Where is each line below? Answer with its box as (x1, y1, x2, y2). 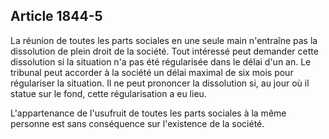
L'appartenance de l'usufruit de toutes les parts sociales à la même (10, 107, 287, 119)
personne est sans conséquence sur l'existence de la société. (10, 117, 265, 129)
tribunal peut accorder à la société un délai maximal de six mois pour (10, 66, 294, 78)
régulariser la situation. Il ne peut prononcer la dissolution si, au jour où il (10, 77, 310, 89)
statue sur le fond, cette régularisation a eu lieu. (10, 87, 207, 99)
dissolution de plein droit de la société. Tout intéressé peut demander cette (10, 45, 319, 57)
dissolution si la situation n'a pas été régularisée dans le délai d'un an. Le (10, 55, 312, 68)
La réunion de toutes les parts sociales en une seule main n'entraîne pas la (10, 34, 318, 46)
